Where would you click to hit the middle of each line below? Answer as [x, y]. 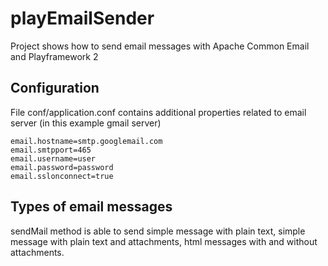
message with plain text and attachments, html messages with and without [164, 241]
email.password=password [62, 167]
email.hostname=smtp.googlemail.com [86, 141]
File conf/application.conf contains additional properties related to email [158, 112]
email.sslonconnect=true [62, 176]
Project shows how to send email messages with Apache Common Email [160, 46]
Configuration [55, 88]
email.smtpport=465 [51, 150]
